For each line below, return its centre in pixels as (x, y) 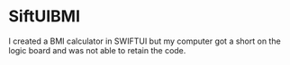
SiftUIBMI (45, 16)
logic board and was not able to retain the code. (97, 50)
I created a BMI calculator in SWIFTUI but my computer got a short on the (145, 41)
